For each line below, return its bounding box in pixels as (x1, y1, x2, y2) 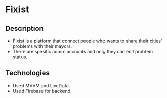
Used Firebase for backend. (12, 88, 72, 94)
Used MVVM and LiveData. (12, 82, 70, 88)
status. (12, 54, 27, 60)
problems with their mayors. (12, 43, 72, 49)
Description (5, 24, 44, 33)
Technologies (5, 69, 50, 77)
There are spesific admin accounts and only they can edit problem (12, 49, 153, 54)
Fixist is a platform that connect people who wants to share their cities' (12, 37, 162, 44)
